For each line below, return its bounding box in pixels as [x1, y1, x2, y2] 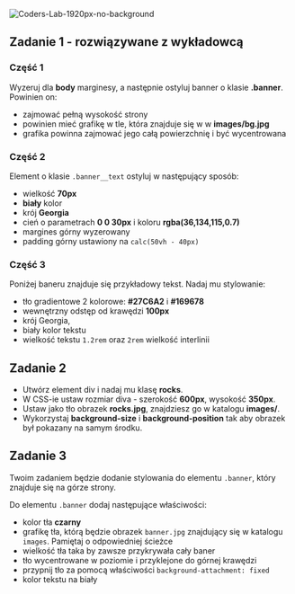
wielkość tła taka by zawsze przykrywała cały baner [22, 545, 216, 556]
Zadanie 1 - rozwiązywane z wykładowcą [9, 34, 244, 49]
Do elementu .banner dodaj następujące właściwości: [9, 499, 207, 510]
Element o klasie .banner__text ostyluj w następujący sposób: [9, 171, 239, 182]
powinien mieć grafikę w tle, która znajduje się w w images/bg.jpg [22, 118, 270, 129]
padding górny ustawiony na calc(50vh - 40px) [22, 235, 200, 246]
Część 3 [9, 258, 47, 270]
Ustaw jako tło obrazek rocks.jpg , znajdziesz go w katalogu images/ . [22, 403, 281, 414]
